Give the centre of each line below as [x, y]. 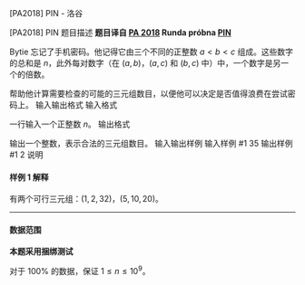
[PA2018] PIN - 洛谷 [46, 13]
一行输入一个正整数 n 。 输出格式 [70, 124]
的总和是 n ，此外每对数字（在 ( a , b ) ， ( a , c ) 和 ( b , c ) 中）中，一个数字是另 [145, 63]
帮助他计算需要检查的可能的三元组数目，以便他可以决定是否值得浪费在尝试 [148, 94]
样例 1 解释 [29, 177]
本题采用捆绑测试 [41, 252]
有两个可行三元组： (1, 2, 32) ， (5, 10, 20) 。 [86, 199]
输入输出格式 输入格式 [76, 105]
